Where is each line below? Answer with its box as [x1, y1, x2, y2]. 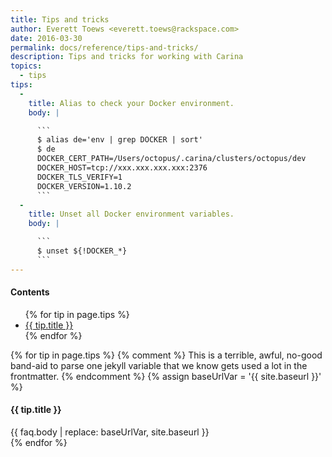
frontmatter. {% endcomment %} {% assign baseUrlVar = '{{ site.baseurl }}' [10, 370, 322, 382]
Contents [10, 286, 50, 298]
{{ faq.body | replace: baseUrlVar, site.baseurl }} [10, 426, 210, 438]
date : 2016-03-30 [10, 33, 83, 43]
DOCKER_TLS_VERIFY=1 [36, 172, 123, 182]
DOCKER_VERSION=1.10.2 [36, 181, 132, 191]
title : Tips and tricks [10, 14, 110, 25]
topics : [10, 61, 43, 71]
